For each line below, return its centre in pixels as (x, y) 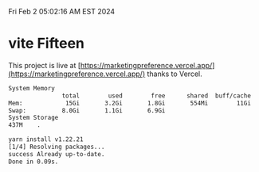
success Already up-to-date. (57, 154)
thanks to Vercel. (175, 74)
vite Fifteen (47, 44)
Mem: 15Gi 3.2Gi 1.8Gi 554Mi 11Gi (129, 103)
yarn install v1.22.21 (46, 140)
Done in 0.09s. (33, 162)
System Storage (33, 118)
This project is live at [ (45, 65)
